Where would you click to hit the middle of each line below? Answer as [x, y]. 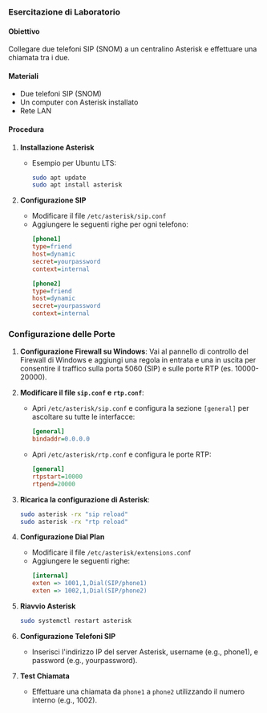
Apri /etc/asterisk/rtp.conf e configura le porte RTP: [121, 455]
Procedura [26, 129]
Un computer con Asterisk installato [79, 102]
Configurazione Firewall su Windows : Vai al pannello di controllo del [134, 351]
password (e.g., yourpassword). [85, 660]
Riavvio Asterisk [48, 606]
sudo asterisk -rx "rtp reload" [74, 522]
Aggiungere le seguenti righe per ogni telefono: [110, 224]
